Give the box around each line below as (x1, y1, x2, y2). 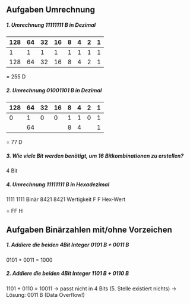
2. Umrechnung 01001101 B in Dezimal (6, 86, 102, 94)
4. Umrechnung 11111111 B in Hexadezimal (6, 181, 110, 188)
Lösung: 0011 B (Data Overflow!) (6, 291, 85, 298)
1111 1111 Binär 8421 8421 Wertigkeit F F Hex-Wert (6, 196, 126, 203)
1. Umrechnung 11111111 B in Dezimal (6, 21, 96, 29)
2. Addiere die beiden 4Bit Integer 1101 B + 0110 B (6, 270, 129, 277)
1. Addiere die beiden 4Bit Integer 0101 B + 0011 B (6, 241, 129, 249)
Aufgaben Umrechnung (6, 5, 95, 15)
